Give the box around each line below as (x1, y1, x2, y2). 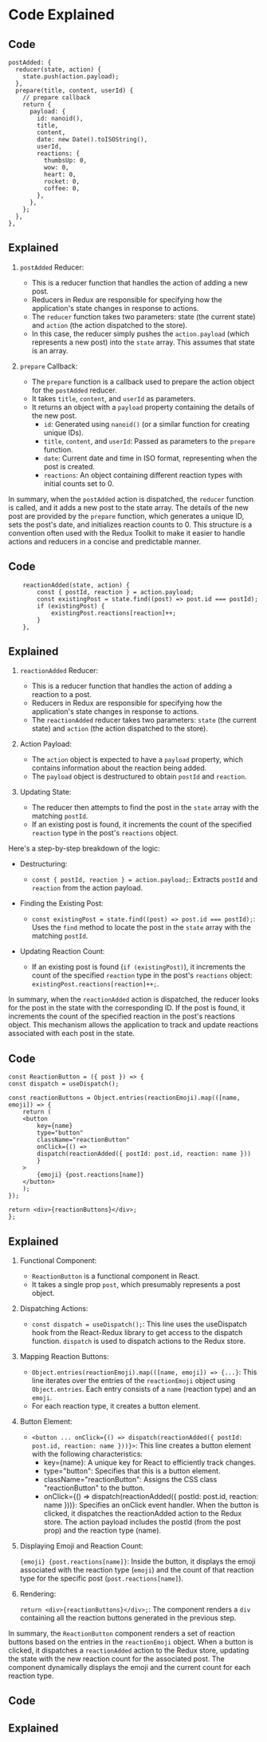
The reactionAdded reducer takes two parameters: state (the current (31, 716, 257, 725)
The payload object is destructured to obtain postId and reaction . (31, 771, 247, 781)
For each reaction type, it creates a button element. (31, 1401, 201, 1411)
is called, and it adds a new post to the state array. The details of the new (8, 502, 249, 512)
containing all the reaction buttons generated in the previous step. (19, 1613, 237, 1623)
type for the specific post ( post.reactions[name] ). (19, 1573, 183, 1584)
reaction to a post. (31, 690, 92, 700)
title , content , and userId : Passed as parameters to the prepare (43, 436, 256, 445)
